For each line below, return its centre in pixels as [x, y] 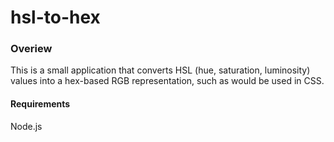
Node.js [26, 126]
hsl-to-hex [55, 17]
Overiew [31, 49]
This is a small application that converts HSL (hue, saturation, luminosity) [160, 70]
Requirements [40, 104]
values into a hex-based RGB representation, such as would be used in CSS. [167, 81]
